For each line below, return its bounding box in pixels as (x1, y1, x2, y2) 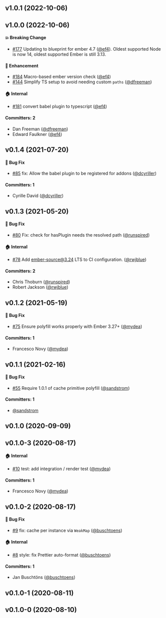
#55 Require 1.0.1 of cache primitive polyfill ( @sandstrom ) (12, 385, 130, 391)
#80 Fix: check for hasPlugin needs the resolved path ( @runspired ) (12, 232, 150, 238)
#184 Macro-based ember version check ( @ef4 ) (12, 74, 111, 80)
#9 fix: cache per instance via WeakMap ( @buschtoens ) (12, 527, 122, 533)
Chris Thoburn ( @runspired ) (12, 279, 70, 285)
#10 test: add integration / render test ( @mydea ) (12, 466, 111, 472)
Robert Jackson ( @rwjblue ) (12, 284, 68, 290)
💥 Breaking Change (5, 35, 47, 41)
